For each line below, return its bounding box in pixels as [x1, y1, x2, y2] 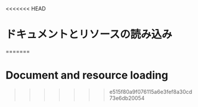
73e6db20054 [109, 95, 145, 102]
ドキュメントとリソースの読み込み [5, 28, 172, 41]
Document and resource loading [5, 68, 168, 82]
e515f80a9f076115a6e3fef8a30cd [109, 88, 193, 95]
